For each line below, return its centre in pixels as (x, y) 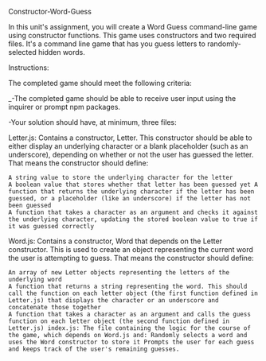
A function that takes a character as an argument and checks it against (133, 212)
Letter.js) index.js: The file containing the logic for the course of (129, 328)
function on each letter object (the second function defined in (119, 321)
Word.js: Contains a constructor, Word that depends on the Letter (115, 241)
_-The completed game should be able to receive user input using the (122, 98)
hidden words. (62, 52)
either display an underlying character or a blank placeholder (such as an (128, 146)
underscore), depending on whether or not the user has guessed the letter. (131, 155)
